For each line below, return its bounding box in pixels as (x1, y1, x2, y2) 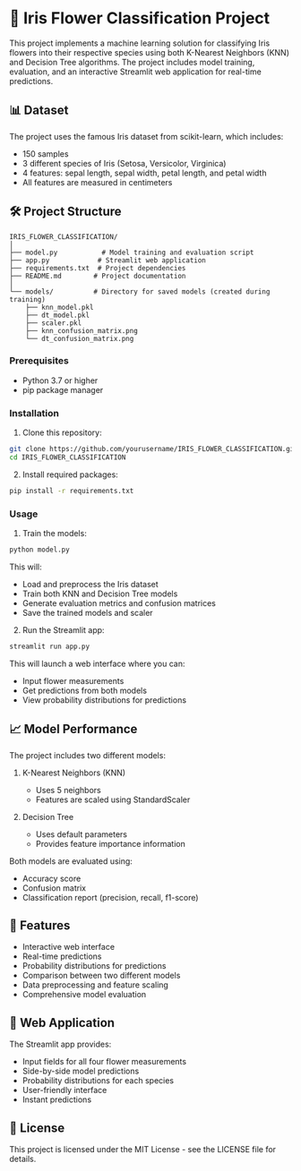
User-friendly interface (21, 1085, 107, 1096)
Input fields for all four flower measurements (21, 1056, 186, 1067)
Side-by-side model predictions (21, 1065, 140, 1077)
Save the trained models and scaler (21, 607, 154, 618)
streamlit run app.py (9, 642, 90, 651)
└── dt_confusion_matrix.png (25, 334, 134, 343)
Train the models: (21, 528, 87, 539)
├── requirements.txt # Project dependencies (9, 263, 186, 272)
